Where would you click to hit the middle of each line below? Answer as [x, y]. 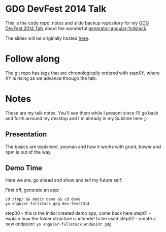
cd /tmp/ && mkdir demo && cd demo [43, 199]
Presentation [26, 135]
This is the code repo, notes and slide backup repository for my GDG [77, 23]
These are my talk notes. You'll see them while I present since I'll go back [82, 113]
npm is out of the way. [28, 152]
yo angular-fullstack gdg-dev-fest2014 [47, 204]
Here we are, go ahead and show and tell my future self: [64, 180]
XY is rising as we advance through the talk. [51, 78]
